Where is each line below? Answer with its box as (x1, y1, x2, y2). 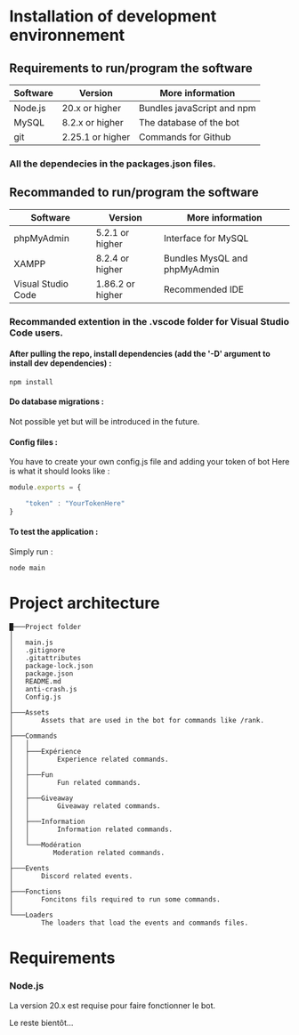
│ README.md (9, 677, 62, 686)
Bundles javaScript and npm (138, 102, 256, 114)
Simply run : (9, 546, 53, 557)
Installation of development (9, 6, 217, 27)
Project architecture (9, 594, 160, 613)
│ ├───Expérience (9, 748, 82, 756)
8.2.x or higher (61, 117, 124, 128)
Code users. (9, 327, 64, 339)
